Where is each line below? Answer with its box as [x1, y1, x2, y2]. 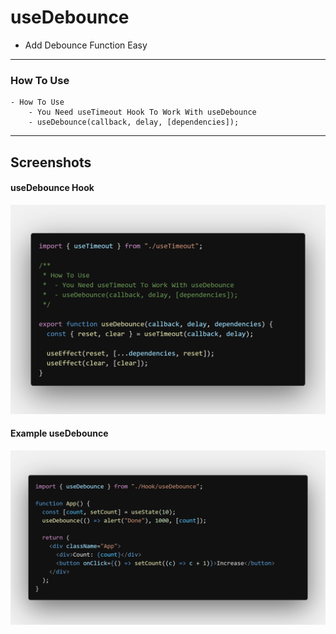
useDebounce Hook [10, 182, 95, 194]
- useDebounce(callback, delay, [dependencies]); [28, 117, 240, 128]
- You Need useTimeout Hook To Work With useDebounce [28, 107, 257, 118]
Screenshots [10, 154, 92, 171]
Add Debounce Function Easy [24, 39, 148, 51]
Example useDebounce [10, 427, 109, 440]
